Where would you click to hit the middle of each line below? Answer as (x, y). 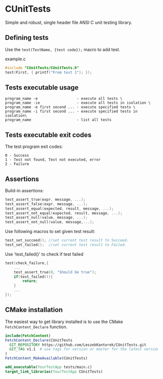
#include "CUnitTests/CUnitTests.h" (42, 68)
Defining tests (27, 38)
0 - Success (17, 156)
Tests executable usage (42, 87)
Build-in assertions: (24, 190)
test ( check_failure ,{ (27, 263)
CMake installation (34, 310)
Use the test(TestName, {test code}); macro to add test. (63, 49)
